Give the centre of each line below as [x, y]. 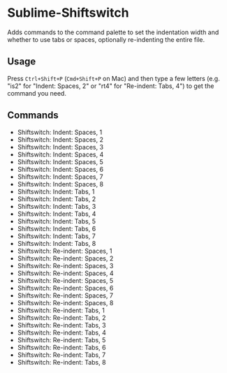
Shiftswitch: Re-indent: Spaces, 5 [65, 280]
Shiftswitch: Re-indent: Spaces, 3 [65, 265]
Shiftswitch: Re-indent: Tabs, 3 [61, 325]
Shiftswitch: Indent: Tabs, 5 [57, 221]
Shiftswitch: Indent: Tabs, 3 [57, 206]
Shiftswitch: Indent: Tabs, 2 [57, 199]
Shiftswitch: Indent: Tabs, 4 [57, 214]
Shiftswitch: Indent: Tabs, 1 [56, 191]
